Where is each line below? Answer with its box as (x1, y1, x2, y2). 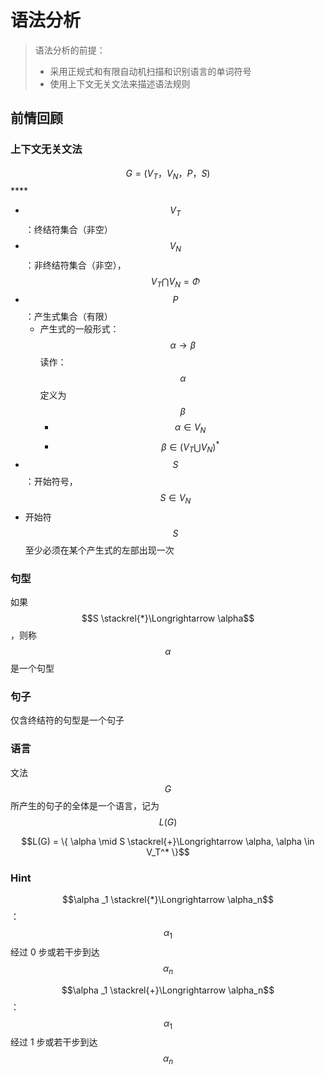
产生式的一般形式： (39, 322, 120, 335)
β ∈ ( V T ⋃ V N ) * (161, 439, 220, 455)
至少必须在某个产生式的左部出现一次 (24, 544, 175, 556)
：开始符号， (24, 476, 78, 488)
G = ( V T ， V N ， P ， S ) (125, 167, 211, 181)
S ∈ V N (159, 492, 192, 506)
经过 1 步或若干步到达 (10, 1036, 98, 1048)
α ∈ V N (174, 421, 207, 435)
